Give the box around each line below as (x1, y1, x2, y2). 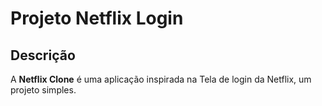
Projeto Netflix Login (10, 7, 184, 30)
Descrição (10, 47, 76, 64)
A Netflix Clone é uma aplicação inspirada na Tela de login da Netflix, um (10, 73, 312, 85)
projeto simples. (10, 84, 77, 96)
